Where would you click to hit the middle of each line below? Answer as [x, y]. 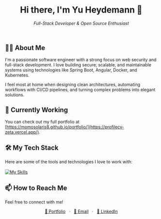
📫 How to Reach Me [36, 188]
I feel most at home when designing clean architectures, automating [73, 84]
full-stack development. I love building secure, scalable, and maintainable [78, 64]
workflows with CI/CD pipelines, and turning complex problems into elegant [80, 90]
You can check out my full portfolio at [42, 122]
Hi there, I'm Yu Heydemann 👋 [81, 10]
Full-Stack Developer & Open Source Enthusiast [81, 23]
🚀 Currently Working [37, 110]
